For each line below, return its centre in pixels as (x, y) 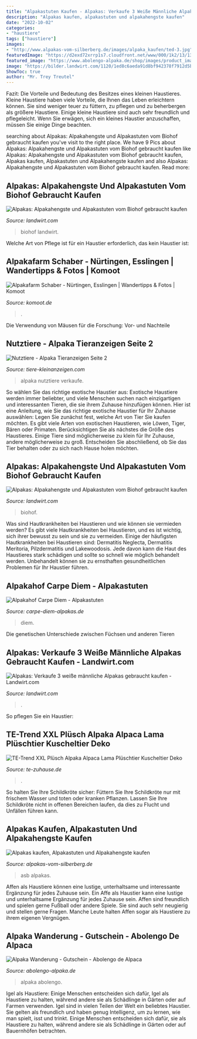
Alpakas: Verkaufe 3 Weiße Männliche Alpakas (94, 653)
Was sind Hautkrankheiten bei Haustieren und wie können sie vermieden (94, 524)
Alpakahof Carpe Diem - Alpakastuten (77, 586)
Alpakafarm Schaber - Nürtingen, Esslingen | (90, 262)
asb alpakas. (36, 875)
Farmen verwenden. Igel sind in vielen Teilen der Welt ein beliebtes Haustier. (98, 1006)
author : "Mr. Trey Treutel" (40, 77)
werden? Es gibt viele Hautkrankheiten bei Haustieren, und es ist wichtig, (94, 530)
